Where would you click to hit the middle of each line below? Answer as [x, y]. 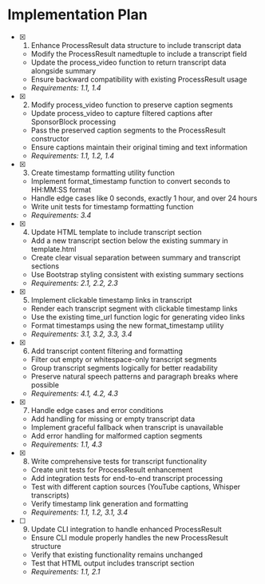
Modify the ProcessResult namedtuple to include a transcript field [139, 54]
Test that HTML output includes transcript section [113, 563]
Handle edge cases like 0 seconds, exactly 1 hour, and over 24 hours [144, 198]
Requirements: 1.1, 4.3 [67, 444]
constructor [50, 138]
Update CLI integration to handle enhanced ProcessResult [126, 529]
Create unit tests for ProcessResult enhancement [112, 470]
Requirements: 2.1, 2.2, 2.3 [75, 283]
